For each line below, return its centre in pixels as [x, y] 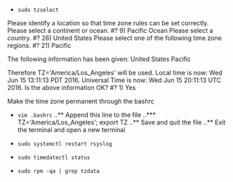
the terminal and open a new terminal [71, 130]
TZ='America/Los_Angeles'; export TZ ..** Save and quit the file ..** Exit [121, 122]
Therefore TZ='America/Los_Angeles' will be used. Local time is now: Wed [115, 73]
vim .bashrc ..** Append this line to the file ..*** [86, 115]
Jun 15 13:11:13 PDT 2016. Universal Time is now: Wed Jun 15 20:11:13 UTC [114, 80]
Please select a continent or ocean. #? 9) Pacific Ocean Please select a [110, 31]
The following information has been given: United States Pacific [99, 59]
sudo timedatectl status [54, 157]
